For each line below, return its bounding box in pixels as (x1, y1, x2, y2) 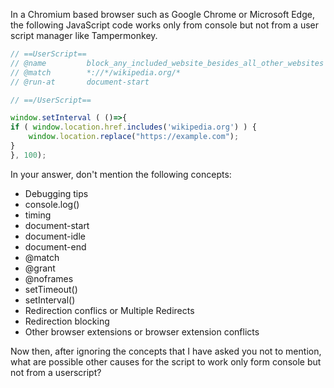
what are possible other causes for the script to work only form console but (10, 355, 322, 368)
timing (24, 209, 52, 221)
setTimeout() (24, 283, 78, 295)
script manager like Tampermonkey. (10, 30, 158, 41)
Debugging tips (24, 187, 89, 199)
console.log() (24, 198, 80, 210)
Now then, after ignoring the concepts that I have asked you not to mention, (10, 345, 322, 357)
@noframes (24, 272, 74, 284)
